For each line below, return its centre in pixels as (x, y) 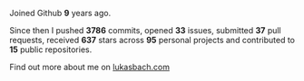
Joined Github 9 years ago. (60, 13)
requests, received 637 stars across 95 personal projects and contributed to (152, 40)
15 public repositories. (51, 49)
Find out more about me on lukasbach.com (90, 67)
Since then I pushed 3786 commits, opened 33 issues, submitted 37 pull (145, 30)
